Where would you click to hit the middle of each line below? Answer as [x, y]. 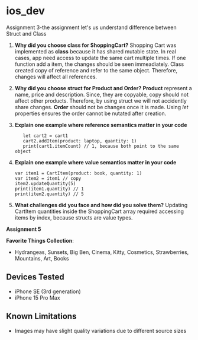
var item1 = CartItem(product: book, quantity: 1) [78, 173]
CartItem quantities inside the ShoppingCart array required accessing [99, 211]
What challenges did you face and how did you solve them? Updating [101, 205]
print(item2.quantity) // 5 [49, 194]
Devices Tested [35, 277]
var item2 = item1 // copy [48, 178]
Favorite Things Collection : [40, 240]
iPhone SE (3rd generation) [48, 291]
